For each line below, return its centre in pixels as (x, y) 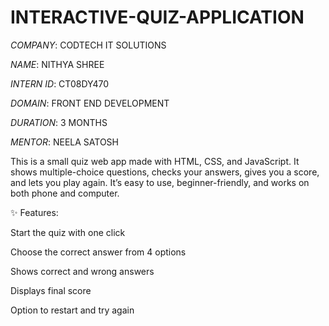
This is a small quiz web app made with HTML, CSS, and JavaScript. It (155, 161)
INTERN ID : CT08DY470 (60, 83)
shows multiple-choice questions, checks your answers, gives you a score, (165, 172)
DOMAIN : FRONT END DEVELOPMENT (90, 103)
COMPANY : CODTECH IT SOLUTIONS (88, 45)
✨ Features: (34, 212)
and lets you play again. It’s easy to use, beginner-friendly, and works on (160, 182)
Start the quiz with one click (68, 232)
